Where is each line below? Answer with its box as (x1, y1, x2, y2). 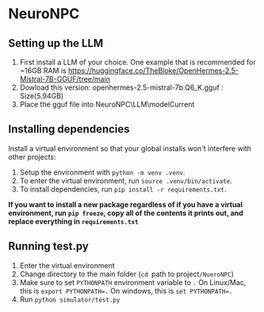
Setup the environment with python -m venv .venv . (19, 168, 186, 177)
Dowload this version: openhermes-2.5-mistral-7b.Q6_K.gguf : (19, 83, 224, 92)
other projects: (8, 152, 57, 161)
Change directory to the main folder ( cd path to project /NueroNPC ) (19, 269, 234, 279)
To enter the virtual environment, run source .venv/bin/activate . (19, 175, 232, 185)
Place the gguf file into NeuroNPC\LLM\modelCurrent (19, 100, 195, 109)
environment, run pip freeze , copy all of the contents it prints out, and (8, 208, 243, 218)
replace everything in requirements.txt (8, 216, 139, 226)
